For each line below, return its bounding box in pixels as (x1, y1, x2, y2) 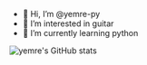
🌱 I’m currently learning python (22, 28, 139, 38)
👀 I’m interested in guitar (22, 18, 114, 29)
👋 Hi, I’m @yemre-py (22, 9, 101, 19)
